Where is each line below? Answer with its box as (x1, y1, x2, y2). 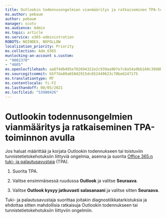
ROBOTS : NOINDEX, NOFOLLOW (5, 39, 61, 44)
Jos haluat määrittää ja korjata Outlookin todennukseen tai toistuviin (5, 148, 143, 154)
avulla (49, 132, 75, 143)
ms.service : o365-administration (5, 35, 74, 40)
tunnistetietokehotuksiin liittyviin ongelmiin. (5, 208, 93, 214)
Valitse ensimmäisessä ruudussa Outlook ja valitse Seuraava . (12, 178, 138, 184)
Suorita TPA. (12, 168, 38, 174)
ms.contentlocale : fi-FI (5, 80, 56, 85)
